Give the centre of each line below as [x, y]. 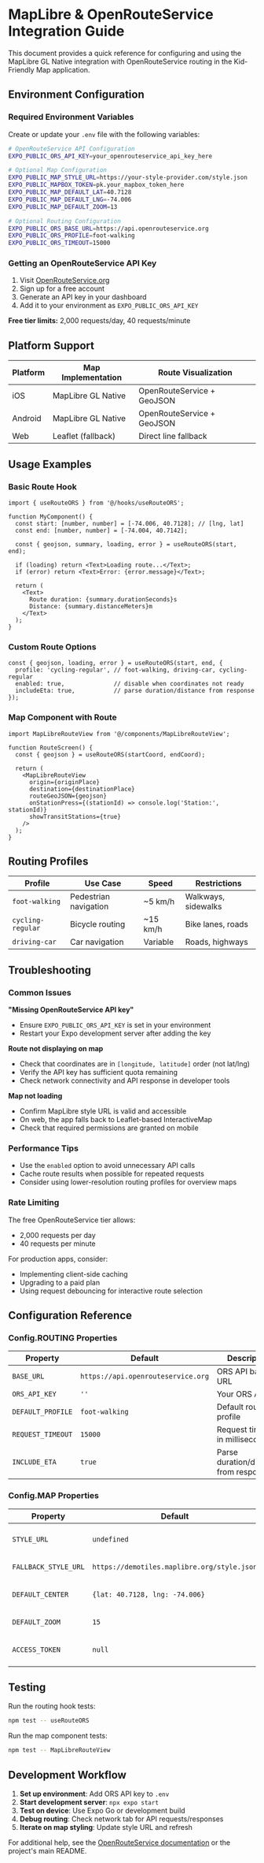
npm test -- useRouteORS [49, 1721]
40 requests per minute [57, 1244]
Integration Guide [66, 31]
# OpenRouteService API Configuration [71, 149]
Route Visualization [196, 373]
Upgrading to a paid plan [60, 1282]
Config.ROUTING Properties [63, 1337]
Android [27, 418]
